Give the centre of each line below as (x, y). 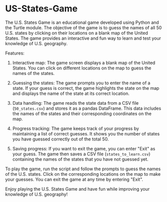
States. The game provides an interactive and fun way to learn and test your (83, 38)
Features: (15, 53)
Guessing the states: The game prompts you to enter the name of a (81, 83)
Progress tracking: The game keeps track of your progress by (76, 128)
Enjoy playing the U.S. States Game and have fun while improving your (78, 189)
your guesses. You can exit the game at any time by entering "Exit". (74, 179)
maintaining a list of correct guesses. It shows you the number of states (86, 134)
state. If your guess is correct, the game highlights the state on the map (86, 88)
